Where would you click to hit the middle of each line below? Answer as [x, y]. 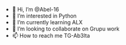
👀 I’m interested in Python [44, 16]
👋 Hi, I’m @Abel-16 [36, 9]
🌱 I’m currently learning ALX [47, 22]
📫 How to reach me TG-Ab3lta [51, 36]
